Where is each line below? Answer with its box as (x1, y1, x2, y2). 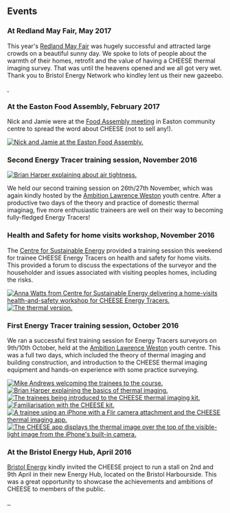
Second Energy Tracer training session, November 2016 (7, 155, 198, 165)
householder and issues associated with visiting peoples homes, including (7, 268, 218, 276)
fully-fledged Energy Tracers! (7, 213, 91, 222)
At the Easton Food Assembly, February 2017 (7, 101, 160, 111)
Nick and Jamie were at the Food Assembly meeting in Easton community (7, 117, 216, 125)
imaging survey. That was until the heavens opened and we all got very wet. (7, 63, 222, 72)
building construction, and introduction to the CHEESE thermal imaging (7, 358, 207, 366)
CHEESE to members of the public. (7, 485, 106, 493)
